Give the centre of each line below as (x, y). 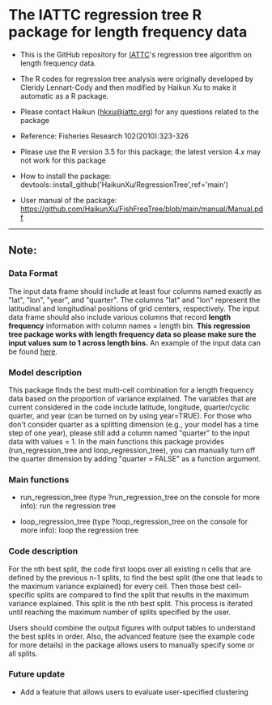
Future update (37, 674)
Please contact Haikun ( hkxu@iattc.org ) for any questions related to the (140, 112)
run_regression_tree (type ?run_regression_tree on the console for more (140, 497)
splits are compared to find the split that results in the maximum (143, 595)
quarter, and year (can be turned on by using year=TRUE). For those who (130, 415)
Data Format (33, 274)
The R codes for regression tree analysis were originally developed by (136, 79)
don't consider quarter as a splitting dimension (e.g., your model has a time (134, 424)
